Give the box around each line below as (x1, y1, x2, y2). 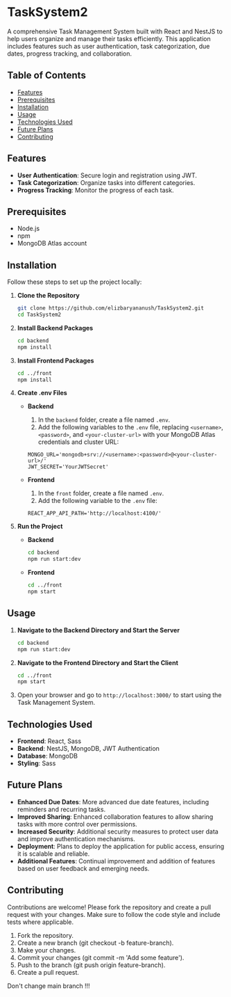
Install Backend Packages (17, 324, 94, 332)
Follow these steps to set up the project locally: (7, 278, 142, 286)
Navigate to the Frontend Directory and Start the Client (17, 658, 179, 667)
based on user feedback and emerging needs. (17, 864, 150, 872)
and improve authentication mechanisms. (17, 834, 135, 843)
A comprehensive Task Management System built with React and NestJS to (7, 27, 223, 35)
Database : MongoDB (17, 752, 78, 760)
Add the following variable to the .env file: (37, 497, 157, 505)
